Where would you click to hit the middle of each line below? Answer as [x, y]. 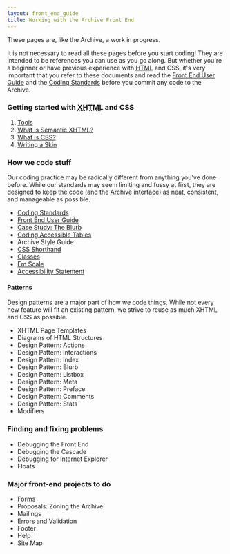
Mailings [29, 513]
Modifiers [31, 411]
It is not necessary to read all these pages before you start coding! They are [115, 53]
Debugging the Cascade [52, 451]
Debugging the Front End [53, 444]
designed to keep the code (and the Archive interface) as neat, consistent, [113, 192]
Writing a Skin [37, 144]
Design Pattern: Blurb [48, 367]
